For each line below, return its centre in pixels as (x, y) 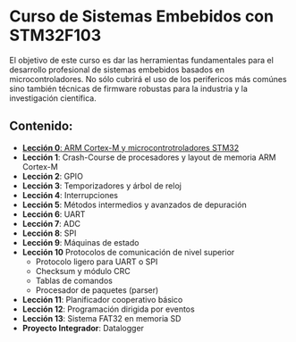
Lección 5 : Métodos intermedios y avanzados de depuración (135, 204)
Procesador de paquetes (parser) (97, 290)
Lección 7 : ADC (51, 223)
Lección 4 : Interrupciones (70, 195)
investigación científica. (53, 98)
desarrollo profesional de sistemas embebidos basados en (117, 70)
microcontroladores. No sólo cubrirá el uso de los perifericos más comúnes (148, 79)
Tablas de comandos (74, 280)
